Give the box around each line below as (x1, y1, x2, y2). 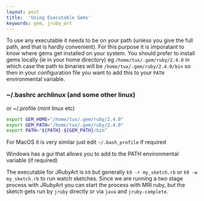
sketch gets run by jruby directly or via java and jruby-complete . (6, 188, 169, 195)
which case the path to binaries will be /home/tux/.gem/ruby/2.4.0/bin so (6, 63, 191, 70)
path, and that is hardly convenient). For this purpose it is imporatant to (6, 43, 185, 50)
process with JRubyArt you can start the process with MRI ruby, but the (6, 182, 186, 189)
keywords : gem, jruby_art (6, 20, 72, 26)
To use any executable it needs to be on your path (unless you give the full (6, 37, 194, 44)
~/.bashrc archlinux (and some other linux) (6, 90, 136, 99)
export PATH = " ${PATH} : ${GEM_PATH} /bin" (6, 128, 108, 134)
